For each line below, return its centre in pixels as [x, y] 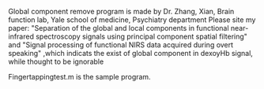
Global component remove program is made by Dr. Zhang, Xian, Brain [121, 11]
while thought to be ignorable [56, 61]
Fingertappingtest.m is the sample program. [80, 77]
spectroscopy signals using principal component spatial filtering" [141, 36]
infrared [21, 36]
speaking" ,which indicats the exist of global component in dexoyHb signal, [130, 53]
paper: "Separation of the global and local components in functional [119, 28]
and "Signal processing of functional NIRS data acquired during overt [121, 45]
